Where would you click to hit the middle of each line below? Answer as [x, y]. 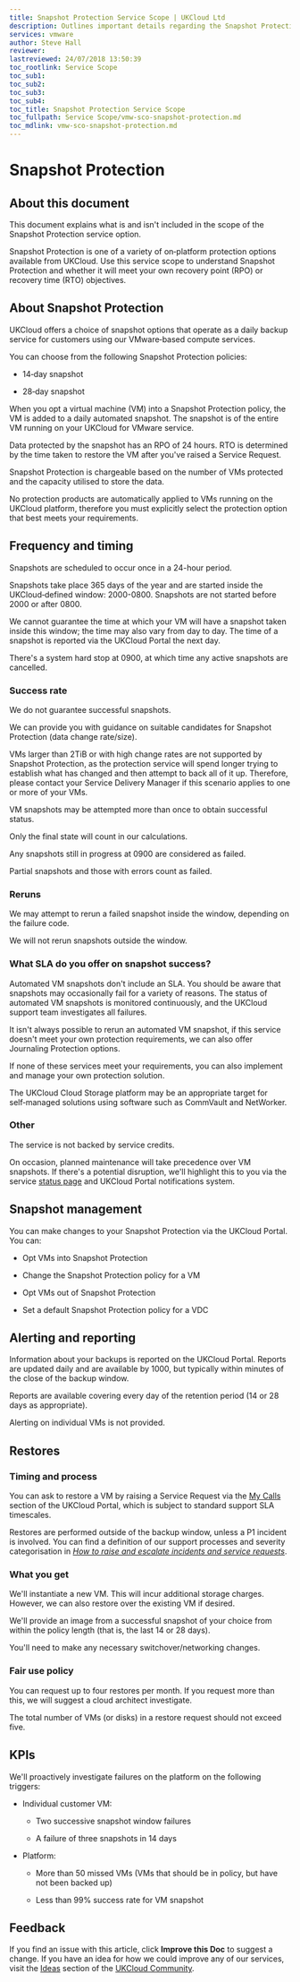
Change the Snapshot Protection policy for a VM [111, 1275]
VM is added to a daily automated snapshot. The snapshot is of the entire [144, 418]
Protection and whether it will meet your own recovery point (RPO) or [136, 270]
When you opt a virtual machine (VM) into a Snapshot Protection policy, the [148, 408]
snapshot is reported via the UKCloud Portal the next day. [115, 640]
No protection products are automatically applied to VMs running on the [142, 499]
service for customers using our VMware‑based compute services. [133, 339]
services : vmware [42, 34]
